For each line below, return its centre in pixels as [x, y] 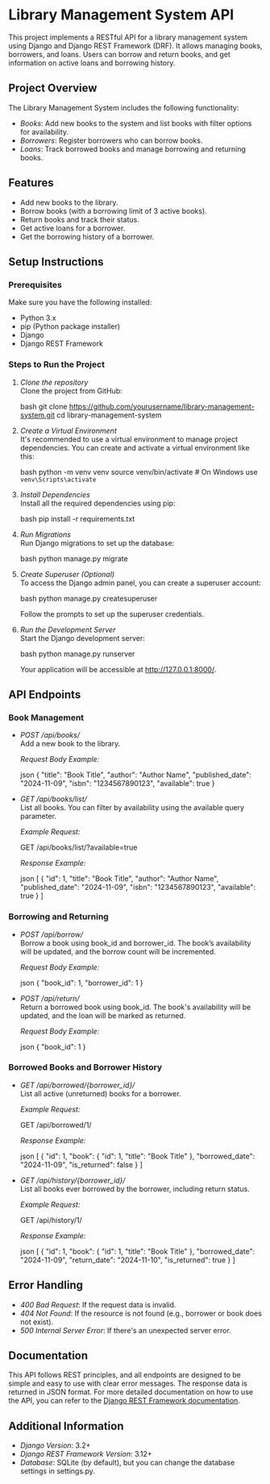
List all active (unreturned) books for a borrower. [100, 1093]
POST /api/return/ [50, 998]
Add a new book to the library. [70, 744]
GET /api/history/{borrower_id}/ [73, 1180]
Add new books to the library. [69, 202]
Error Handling [46, 1285]
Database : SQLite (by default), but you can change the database [127, 1463]
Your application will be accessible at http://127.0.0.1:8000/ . [118, 669]
